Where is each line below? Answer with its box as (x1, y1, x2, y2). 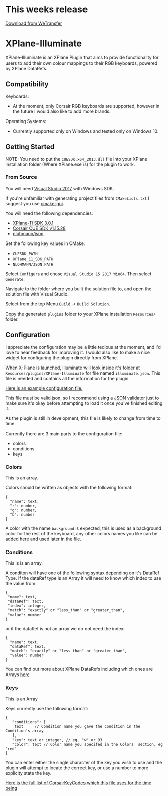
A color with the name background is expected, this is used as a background (5, 525, 162, 531)
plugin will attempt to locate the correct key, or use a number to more (5, 765, 149, 771)
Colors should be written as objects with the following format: (5, 484, 133, 491)
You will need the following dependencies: (5, 210, 93, 216)
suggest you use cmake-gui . (5, 200, 64, 206)
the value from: (5, 581, 37, 587)
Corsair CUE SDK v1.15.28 (12, 225, 66, 231)
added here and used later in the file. (5, 536, 82, 542)
